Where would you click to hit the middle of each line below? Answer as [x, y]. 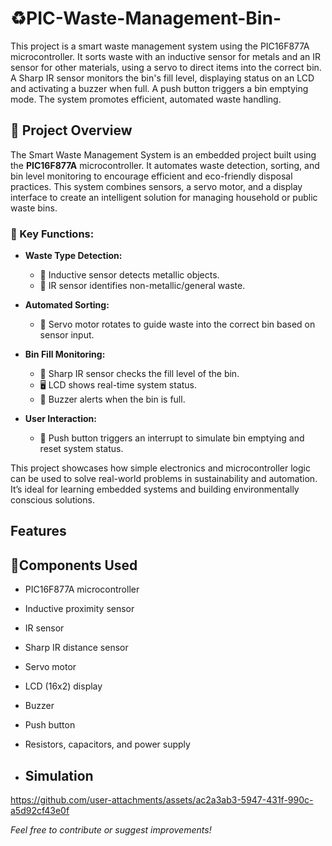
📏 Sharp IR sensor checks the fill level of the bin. [139, 374]
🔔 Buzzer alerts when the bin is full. [112, 399]
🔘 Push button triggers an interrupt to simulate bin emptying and [172, 438]
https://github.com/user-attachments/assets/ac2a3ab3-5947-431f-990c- [162, 800]
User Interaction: [60, 419]
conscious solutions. [52, 500]
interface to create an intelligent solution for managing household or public [164, 197]
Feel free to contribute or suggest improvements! [111, 830]
